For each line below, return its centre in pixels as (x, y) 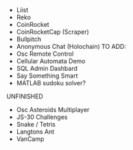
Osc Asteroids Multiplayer (53, 110)
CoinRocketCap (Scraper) (53, 32)
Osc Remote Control (45, 54)
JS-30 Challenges (42, 117)
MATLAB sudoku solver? (51, 83)
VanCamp (30, 139)
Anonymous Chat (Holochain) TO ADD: (71, 46)
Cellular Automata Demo (51, 61)
